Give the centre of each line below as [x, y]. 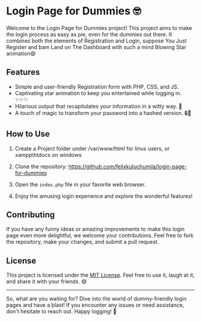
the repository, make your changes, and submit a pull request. [83, 242]
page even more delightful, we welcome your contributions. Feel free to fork [100, 235]
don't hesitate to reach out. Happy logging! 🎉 [61, 311]
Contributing [31, 215]
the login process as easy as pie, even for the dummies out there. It [89, 34]
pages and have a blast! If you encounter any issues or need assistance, [95, 305]
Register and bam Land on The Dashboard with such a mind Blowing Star [96, 47]
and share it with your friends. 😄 [47, 281]
